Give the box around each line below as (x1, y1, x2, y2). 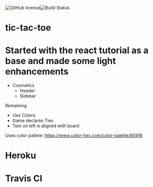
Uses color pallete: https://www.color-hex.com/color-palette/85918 (5, 132, 143, 139)
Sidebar (19, 93, 36, 99)
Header (19, 88, 36, 94)
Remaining (5, 102, 27, 109)
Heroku (5, 150, 36, 161)
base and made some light (5, 55, 116, 67)
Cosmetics (12, 83, 35, 89)
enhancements (5, 66, 69, 77)
